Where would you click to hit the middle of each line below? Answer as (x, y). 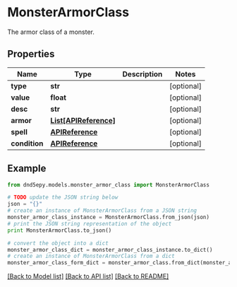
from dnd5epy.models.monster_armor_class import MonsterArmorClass (109, 184)
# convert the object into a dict (58, 243)
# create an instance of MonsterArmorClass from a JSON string (102, 211)
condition (27, 143)
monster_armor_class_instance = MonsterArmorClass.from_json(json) (109, 217)
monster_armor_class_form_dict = (56, 263)
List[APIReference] (83, 120)
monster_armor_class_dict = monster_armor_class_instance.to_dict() (110, 250)
